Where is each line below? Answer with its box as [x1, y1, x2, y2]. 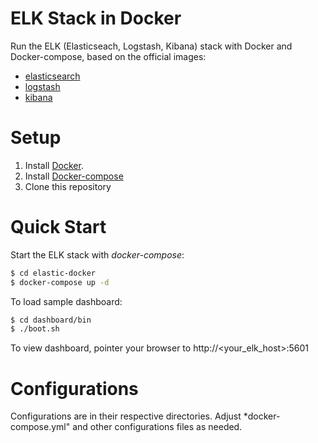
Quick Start [10, 216, 107, 239]
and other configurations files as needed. [72, 421, 243, 433]
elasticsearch [24, 70, 81, 82]
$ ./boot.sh [10, 324, 60, 334]
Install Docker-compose [24, 170, 124, 182]
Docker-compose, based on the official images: [10, 50, 207, 62]
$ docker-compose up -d [10, 277, 110, 287]
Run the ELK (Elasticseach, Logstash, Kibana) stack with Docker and [10, 40, 293, 52]
